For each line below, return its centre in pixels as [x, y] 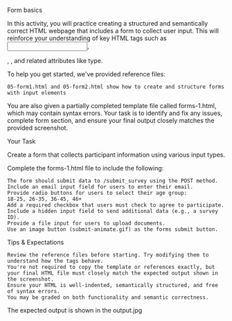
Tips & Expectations [36, 242]
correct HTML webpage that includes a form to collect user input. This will [113, 31]
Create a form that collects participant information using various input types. [116, 155]
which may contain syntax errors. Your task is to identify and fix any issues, [115, 113]
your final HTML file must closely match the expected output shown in [113, 273]
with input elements [37, 93]
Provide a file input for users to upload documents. [87, 223]
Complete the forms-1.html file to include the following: [86, 168]
